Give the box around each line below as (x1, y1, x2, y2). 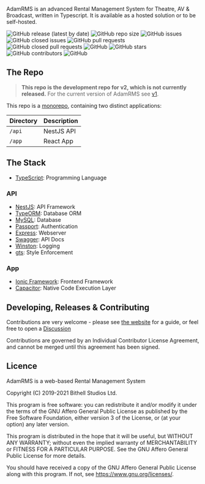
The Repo (6, 67, 44, 78)
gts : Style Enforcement (15, 248, 73, 256)
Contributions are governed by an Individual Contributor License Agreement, (6, 337, 199, 344)
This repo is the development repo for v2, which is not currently (21, 83, 187, 91)
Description (43, 116, 78, 125)
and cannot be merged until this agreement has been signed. (6, 343, 160, 351)
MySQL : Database (15, 216, 61, 223)
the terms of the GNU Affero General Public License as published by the (6, 407, 188, 415)
